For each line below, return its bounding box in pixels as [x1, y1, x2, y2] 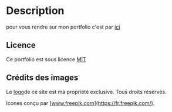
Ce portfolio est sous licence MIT [6, 55, 86, 62]
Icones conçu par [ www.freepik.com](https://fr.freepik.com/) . [6, 99, 155, 106]
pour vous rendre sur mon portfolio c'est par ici [6, 23, 120, 30]
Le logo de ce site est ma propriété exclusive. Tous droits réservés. [6, 88, 167, 95]
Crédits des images [6, 73, 79, 83]
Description [6, 4, 65, 17]
